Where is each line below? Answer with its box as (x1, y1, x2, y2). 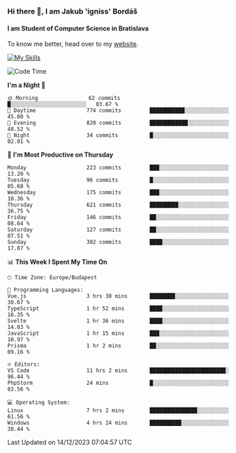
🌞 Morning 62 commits (7, 95, 121, 102)
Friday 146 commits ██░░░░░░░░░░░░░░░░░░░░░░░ (7, 214, 230, 221)
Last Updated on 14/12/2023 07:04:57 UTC (7, 438, 132, 447)
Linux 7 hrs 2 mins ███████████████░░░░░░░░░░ (7, 407, 230, 414)
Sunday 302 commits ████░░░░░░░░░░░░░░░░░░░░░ (7, 239, 230, 246)
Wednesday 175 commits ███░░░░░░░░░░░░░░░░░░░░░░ (7, 189, 230, 196)
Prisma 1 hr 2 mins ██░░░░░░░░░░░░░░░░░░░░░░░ (7, 342, 230, 349)
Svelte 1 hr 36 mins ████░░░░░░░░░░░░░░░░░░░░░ (7, 318, 230, 325)
